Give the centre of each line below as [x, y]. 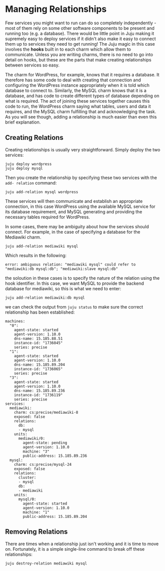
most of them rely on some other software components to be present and [80, 28]
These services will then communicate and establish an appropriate [74, 201]
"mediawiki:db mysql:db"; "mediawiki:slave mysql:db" [62, 269]
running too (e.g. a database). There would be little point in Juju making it [80, 33]
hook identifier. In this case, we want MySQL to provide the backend [75, 283]
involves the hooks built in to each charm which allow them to [68, 49]
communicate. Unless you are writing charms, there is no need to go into [79, 54]
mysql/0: [27, 499]
